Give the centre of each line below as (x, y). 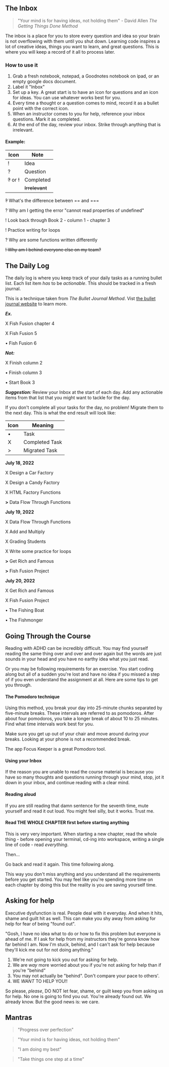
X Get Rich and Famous (30, 591)
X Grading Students (26, 541)
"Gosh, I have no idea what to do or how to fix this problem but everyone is (83, 933)
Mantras (19, 1018)
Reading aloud (21, 794)
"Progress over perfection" (46, 1030)
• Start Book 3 (20, 383)
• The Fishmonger (24, 620)
